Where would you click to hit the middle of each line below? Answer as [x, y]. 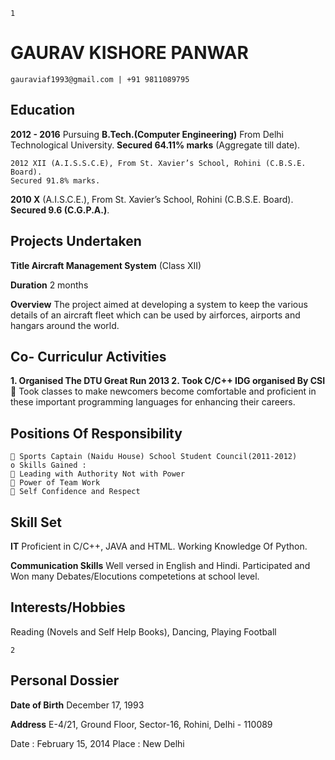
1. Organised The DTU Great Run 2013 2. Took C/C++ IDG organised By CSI [168, 381]
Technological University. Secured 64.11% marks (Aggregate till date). [155, 145]
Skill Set [36, 522]
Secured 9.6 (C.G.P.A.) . [60, 210]
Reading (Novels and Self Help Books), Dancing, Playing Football [143, 631]
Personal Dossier [65, 680]
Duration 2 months [49, 285]
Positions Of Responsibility [96, 433]
